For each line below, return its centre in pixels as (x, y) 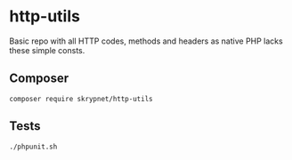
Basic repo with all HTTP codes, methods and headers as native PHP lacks (146, 41)
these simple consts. (47, 50)
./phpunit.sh (33, 147)
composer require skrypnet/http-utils (81, 99)
